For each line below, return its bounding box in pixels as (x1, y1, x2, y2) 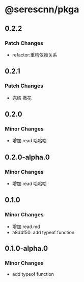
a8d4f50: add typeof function (12, 229, 75, 235)
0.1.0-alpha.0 (5, 244, 48, 253)
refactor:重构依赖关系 (12, 51, 57, 58)
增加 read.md (12, 223, 40, 230)
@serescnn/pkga (5, 4, 79, 15)
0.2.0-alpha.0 (5, 153, 50, 161)
